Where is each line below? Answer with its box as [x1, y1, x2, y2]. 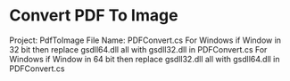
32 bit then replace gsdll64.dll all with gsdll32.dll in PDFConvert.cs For [9, 44, 268, 54]
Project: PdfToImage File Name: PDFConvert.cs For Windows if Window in [9, 35, 282, 45]
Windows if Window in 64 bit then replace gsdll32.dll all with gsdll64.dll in [9, 53, 280, 64]
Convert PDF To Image [9, 5, 178, 26]
